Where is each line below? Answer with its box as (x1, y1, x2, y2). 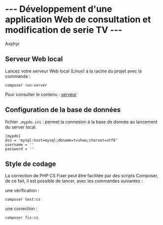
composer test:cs (5, 197, 41, 202)
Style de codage (5, 160, 56, 168)
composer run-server (5, 83, 48, 88)
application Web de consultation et (5, 14, 151, 25)
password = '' (5, 146, 34, 151)
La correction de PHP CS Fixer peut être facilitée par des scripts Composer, (5, 173, 159, 179)
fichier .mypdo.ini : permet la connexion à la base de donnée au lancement (5, 119, 158, 125)
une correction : (5, 206, 38, 212)
